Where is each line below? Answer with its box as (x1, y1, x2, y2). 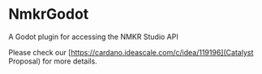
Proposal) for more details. (8, 56, 97, 66)
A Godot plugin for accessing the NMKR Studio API (8, 32, 178, 41)
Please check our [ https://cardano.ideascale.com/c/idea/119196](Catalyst (8, 47, 254, 57)
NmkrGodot (8, 5, 89, 24)
